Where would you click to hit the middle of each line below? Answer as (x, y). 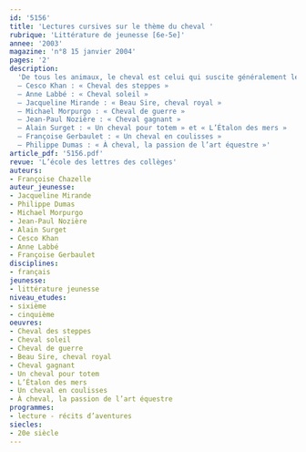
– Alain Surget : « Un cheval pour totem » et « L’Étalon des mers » (152, 128)
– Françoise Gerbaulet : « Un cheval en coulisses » (120, 137)
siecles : (26, 425)
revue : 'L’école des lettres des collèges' (93, 162)
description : (34, 69)
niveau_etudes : (38, 297)
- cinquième (32, 314)
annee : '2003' (36, 43)
